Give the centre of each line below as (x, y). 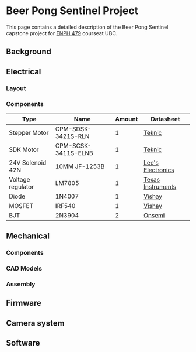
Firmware (24, 303)
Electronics (159, 170)
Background (29, 52)
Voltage (20, 179)
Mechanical (28, 236)
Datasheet (165, 119)
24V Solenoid (28, 162)
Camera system (36, 323)
